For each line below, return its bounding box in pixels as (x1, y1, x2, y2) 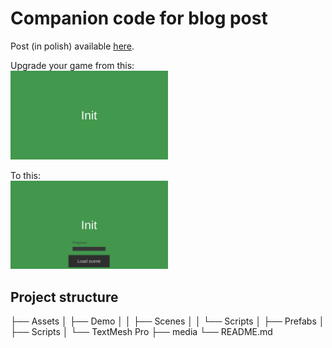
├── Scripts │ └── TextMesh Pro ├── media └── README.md (10, 326, 273, 338)
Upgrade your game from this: (10, 59, 135, 71)
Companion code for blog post (10, 7, 268, 30)
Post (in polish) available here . (10, 40, 135, 52)
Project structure (10, 288, 119, 306)
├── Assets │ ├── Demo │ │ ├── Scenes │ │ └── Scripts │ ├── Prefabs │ (10, 315, 325, 327)
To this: (10, 169, 41, 181)
